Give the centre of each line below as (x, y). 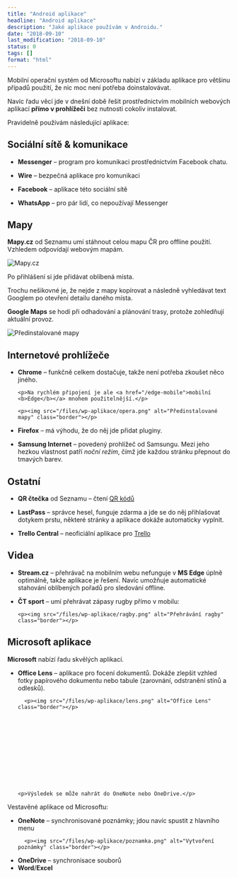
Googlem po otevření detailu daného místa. (70, 298)
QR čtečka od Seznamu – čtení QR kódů (76, 498)
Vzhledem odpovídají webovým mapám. (66, 250)
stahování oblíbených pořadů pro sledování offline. (91, 587)
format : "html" (30, 60)
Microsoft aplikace (50, 642)
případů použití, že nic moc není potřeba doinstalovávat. (89, 87)
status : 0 (22, 47)
